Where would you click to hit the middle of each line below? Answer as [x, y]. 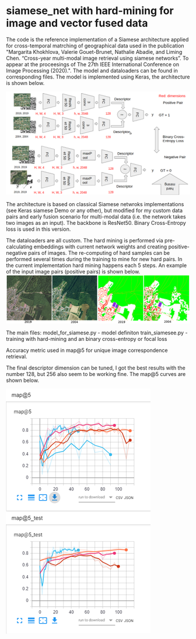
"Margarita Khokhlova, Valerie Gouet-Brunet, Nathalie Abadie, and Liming [94, 52]
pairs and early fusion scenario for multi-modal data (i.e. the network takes [96, 216]
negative [17, 252]
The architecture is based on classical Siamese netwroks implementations [95, 204]
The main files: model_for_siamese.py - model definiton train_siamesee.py [95, 333]
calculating [19, 247]
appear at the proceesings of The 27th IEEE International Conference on [93, 64]
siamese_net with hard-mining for [90, 11]
